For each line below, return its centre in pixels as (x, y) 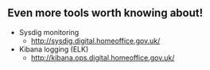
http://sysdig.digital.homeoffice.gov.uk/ (95, 41)
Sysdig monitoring (49, 32)
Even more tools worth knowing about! (105, 13)
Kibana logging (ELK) (54, 49)
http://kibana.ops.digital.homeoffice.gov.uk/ (103, 57)
